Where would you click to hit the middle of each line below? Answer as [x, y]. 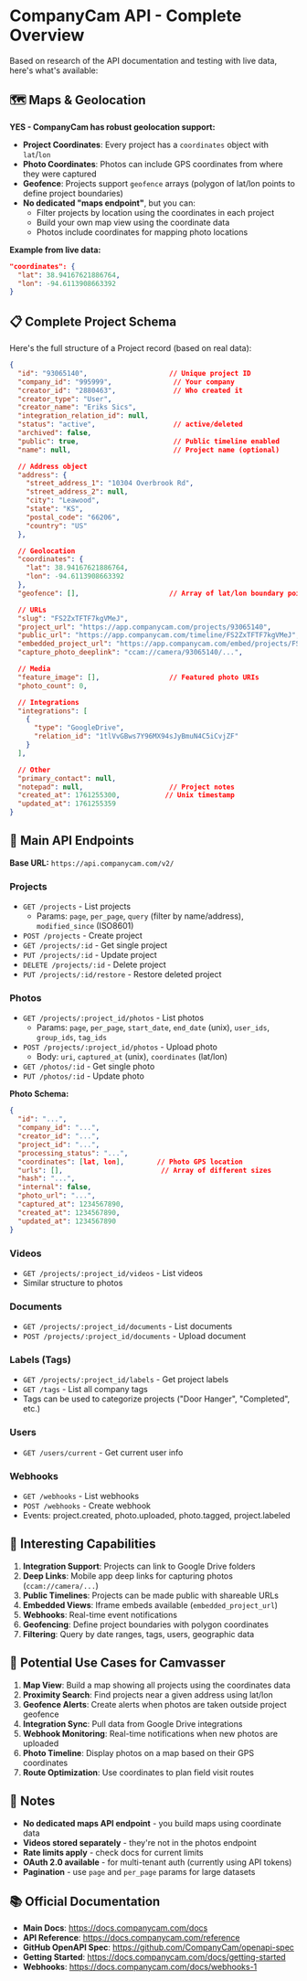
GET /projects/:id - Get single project [95, 945]
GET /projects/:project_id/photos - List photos [113, 1018]
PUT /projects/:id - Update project [90, 955]
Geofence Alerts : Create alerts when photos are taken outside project [154, 1704]
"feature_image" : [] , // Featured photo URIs [138, 677]
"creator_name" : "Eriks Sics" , [77, 408]
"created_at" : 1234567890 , [69, 1212]
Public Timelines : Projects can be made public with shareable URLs [150, 1595]
